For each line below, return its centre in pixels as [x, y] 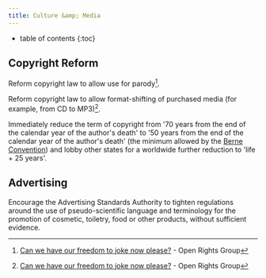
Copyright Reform [53, 63]
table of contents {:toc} [57, 38]
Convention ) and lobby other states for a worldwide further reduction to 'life [132, 149]
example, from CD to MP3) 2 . [55, 108]
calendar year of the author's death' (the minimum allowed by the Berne [125, 141]
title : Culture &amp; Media [55, 15]
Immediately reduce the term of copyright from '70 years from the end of [127, 124]
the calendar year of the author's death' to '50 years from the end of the [126, 133]
